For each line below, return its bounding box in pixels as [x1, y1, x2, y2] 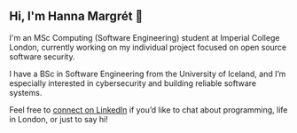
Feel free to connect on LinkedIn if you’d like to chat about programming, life [9, 104, 288, 115]
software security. [9, 51, 75, 62]
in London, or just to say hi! [9, 113, 108, 124]
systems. [9, 87, 43, 98]
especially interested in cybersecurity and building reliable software [9, 77, 257, 89]
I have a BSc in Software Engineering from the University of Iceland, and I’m [9, 68, 286, 79]
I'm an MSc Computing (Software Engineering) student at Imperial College [9, 32, 280, 43]
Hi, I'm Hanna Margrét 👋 [9, 9, 144, 24]
